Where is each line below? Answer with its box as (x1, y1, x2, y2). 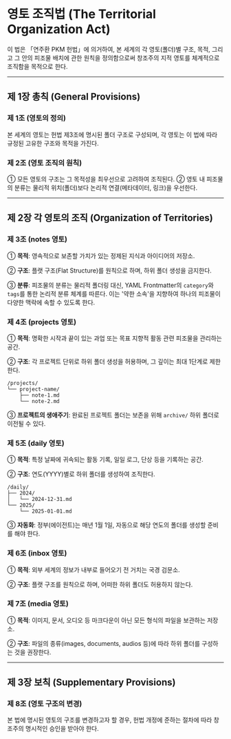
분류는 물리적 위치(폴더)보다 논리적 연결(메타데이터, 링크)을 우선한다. (14, 184, 198, 192)
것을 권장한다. (14, 648, 52, 656)
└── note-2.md (19, 397, 60, 404)
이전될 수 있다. (7, 419, 46, 428)
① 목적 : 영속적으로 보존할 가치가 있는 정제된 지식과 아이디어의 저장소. (7, 251, 195, 259)
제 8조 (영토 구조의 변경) (7, 699, 82, 709)
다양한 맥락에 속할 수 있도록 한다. (7, 298, 96, 306)
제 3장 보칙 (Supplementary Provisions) (7, 677, 176, 689)
